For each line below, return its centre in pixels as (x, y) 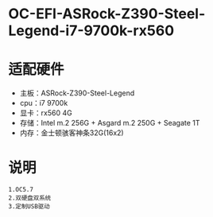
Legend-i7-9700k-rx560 (91, 31)
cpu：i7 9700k (44, 103)
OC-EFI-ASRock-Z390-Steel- (107, 14)
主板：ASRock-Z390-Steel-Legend (77, 93)
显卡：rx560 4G (46, 113)
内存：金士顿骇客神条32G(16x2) (72, 133)
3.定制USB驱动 (29, 207)
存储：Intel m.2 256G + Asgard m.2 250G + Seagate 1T (110, 123)
